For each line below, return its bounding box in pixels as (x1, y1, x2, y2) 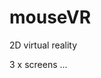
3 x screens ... (9, 58, 68, 70)
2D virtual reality (9, 39, 78, 51)
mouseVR (9, 6, 92, 29)
